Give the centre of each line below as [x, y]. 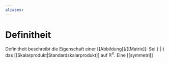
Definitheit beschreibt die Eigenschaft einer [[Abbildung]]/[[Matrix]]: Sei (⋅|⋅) [85, 49]
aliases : [15, 10]
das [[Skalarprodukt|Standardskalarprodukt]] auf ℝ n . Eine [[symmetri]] [79, 54]
